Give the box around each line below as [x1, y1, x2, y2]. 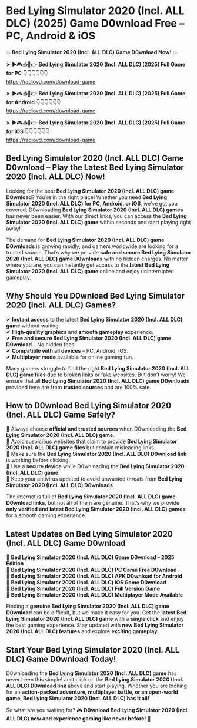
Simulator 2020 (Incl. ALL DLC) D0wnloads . [6, 482, 115, 489]
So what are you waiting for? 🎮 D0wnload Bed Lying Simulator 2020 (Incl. [6, 707, 189, 713]
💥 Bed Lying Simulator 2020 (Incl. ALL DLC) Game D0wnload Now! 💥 [6, 48, 178, 55]
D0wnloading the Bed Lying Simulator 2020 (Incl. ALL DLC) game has [6, 670, 178, 677]
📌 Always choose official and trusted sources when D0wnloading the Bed [6, 425, 187, 432]
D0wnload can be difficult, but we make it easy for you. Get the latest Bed [6, 609, 187, 616]
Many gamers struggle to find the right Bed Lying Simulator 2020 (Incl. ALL [6, 365, 190, 372]
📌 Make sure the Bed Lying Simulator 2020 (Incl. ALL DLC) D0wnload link [6, 451, 187, 458]
